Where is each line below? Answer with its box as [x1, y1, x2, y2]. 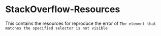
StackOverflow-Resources [5, 4, 120, 15]
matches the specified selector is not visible [5, 25, 108, 31]
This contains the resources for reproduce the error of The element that [5, 20, 156, 26]
